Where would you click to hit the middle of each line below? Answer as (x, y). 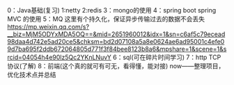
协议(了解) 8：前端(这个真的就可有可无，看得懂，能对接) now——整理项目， (116, 66)
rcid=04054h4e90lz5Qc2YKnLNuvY (59, 57)
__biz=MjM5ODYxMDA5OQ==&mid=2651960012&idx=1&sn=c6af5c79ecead (116, 34)
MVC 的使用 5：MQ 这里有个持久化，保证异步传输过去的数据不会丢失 (106, 19)
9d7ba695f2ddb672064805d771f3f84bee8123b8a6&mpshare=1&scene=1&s (117, 49)
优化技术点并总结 (32, 75)
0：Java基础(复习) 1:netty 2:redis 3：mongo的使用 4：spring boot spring (112, 10)
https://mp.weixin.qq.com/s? (48, 27)
